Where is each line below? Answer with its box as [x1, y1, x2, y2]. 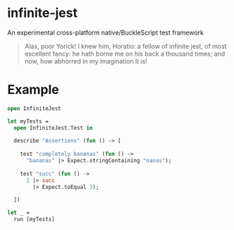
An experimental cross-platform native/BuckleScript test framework [7, 28, 204, 37]
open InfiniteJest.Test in [13, 124, 93, 131]
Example [7, 82, 59, 98]
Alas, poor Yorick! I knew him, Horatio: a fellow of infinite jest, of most [24, 42, 227, 50]
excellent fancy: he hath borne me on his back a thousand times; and [24, 49, 226, 58]
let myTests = [7, 118, 49, 125]
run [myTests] [13, 216, 55, 223]
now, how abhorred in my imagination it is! [24, 56, 148, 65]
